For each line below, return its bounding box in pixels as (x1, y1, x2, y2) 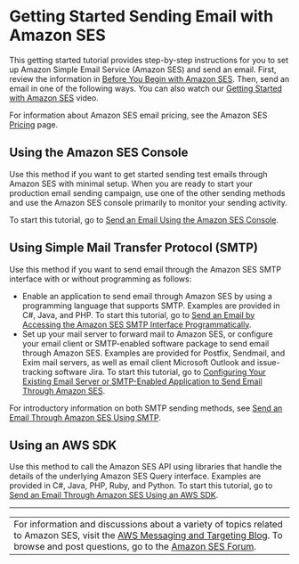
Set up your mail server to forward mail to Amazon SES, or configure (21, 328, 273, 339)
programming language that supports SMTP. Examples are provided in (21, 300, 280, 311)
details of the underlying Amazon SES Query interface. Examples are (9, 470, 262, 482)
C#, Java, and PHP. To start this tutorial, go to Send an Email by (21, 309, 255, 320)
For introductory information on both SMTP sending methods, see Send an (9, 403, 283, 413)
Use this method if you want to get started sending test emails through (9, 168, 268, 179)
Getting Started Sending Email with (9, 6, 274, 27)
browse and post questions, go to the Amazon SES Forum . (13, 541, 256, 553)
